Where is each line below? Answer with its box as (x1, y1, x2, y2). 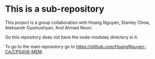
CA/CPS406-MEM (5, 49, 42, 55)
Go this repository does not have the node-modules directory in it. (5, 34, 138, 40)
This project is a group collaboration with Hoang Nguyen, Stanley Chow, (5, 20, 150, 25)
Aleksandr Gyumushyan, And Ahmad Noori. (5, 24, 93, 30)
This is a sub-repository (5, 3, 105, 15)
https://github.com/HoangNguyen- (76, 43, 146, 49)
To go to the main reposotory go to (5, 43, 75, 49)
